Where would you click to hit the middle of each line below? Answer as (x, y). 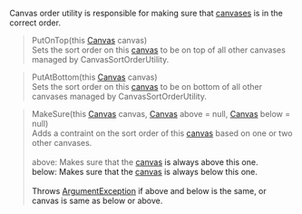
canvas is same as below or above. (97, 200)
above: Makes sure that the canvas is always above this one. (145, 162)
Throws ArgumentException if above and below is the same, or (149, 191)
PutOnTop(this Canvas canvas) (89, 40)
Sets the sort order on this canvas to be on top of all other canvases (158, 50)
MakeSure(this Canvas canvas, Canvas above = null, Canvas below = (161, 114)
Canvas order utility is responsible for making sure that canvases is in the (146, 13)
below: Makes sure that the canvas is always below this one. (145, 172)
